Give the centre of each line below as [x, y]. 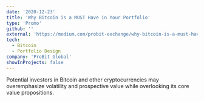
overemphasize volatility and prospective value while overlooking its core [98, 86]
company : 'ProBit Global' [39, 57]
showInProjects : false [35, 62]
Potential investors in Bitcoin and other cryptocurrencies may [83, 80]
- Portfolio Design [36, 51]
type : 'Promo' [24, 23]
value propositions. [30, 92]
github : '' [20, 29]
